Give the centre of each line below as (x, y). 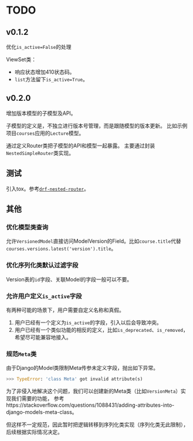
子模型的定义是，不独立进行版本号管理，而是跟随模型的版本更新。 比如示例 (97, 126)
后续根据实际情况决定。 (34, 432)
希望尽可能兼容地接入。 (43, 337)
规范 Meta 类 (21, 354)
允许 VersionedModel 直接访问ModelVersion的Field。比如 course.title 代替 (94, 241)
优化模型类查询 (27, 227)
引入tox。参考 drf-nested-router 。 (48, 189)
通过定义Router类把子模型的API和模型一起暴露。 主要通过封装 (81, 146)
